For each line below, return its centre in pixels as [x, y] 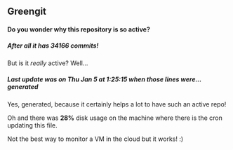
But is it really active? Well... [48, 63]
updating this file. [32, 125]
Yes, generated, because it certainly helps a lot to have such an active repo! [117, 104]
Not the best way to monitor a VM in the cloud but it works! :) [95, 139]
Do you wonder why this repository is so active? [79, 29]
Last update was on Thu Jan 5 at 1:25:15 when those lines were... [105, 79]
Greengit [27, 12]
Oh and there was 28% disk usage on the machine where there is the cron [115, 118]
